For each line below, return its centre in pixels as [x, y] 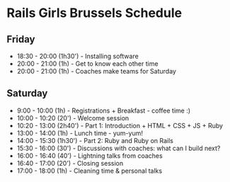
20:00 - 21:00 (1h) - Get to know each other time [87, 64]
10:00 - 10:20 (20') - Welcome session [73, 118]
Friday [21, 39]
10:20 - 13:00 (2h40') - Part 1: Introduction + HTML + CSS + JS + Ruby [120, 125]
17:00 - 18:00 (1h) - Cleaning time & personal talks [90, 171]
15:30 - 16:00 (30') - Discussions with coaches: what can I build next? [119, 148]
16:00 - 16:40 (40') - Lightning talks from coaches [90, 155]
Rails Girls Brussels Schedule [94, 13]
